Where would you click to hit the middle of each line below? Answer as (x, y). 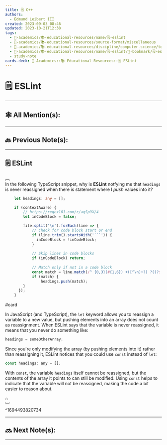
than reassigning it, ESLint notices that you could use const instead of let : (81, 354)
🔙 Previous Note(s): (37, 140)
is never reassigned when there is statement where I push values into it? (79, 189)
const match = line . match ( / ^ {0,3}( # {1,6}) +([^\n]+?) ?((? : (96, 272)
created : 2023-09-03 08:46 (33, 24)
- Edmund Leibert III (32, 19)
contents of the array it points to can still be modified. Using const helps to (82, 378)
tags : (11, 33)
